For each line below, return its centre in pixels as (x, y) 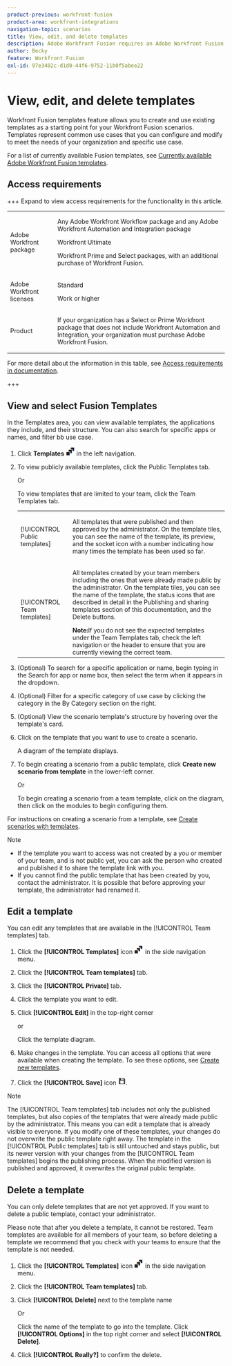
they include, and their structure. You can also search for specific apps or (112, 430)
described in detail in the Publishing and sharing (141, 602)
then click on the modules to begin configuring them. (93, 805)
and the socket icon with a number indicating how (143, 543)
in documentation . (33, 371)
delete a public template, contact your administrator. (81, 1214)
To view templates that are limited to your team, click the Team (106, 494)
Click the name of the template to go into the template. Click (103, 1327)
